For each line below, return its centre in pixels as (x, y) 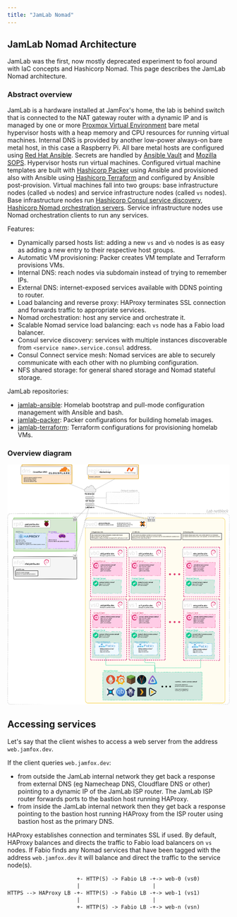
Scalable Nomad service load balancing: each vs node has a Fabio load (121, 325)
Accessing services (52, 725)
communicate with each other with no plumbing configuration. (108, 362)
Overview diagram (39, 453)
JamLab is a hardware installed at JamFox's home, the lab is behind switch (116, 110)
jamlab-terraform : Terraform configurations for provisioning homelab (117, 427)
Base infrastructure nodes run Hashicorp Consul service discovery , (105, 200)
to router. (31, 295)
